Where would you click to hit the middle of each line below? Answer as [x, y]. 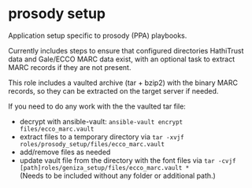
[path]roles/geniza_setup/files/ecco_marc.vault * [104, 168]
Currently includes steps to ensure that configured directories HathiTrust [126, 50]
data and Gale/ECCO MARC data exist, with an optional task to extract [121, 59]
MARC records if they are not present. [70, 67]
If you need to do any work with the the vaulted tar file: [97, 106]
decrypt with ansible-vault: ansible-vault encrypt [101, 121]
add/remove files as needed [65, 152]
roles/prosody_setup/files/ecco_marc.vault [92, 144]
